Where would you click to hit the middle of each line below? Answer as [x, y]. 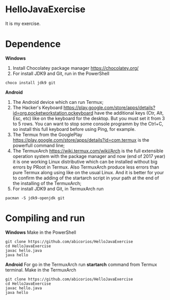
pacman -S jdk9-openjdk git [35, 198]
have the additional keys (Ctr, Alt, [129, 113]
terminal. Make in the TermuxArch [41, 270]
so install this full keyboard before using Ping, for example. [74, 129]
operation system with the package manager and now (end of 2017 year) [89, 156]
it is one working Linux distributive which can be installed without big [85, 161]
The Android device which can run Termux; [58, 102]
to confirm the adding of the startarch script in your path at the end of [86, 178]
